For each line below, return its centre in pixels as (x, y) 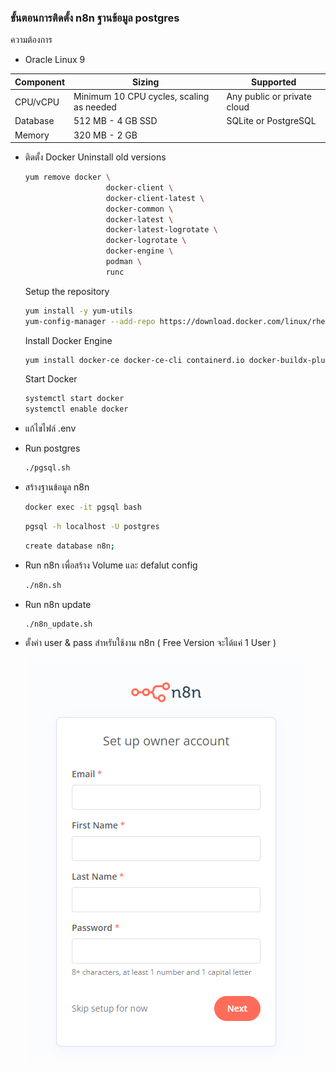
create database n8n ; (69, 546)
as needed (95, 107)
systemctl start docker (74, 399)
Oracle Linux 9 (55, 60)
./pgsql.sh (47, 468)
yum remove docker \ (67, 177)
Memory (32, 135)
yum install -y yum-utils (78, 311)
